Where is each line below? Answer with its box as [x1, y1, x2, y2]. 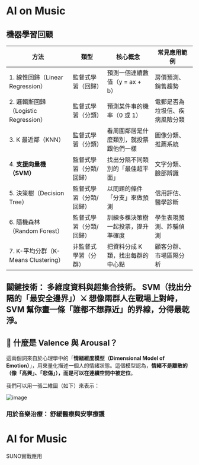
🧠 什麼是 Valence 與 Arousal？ [6, 337, 118, 348]
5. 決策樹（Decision [9, 189, 65, 197]
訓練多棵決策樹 [107, 214, 149, 222]
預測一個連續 [107, 69, 143, 77]
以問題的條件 [107, 185, 143, 192]
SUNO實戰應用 [6, 453, 43, 460]
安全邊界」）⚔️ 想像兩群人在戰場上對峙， [37, 293, 182, 303]
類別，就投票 [113, 135, 149, 144]
